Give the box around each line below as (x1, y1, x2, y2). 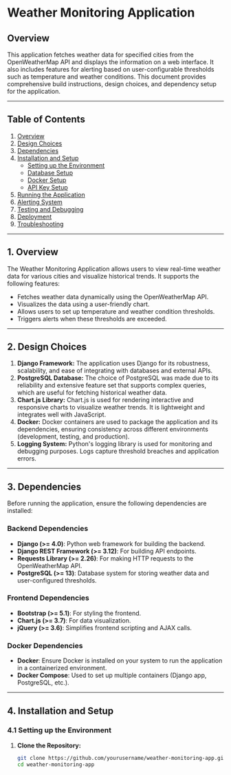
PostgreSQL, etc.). (16, 678, 70, 687)
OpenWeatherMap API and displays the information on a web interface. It (7, 58, 214, 66)
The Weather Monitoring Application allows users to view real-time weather (7, 264, 221, 273)
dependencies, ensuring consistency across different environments (16, 425, 208, 434)
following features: (7, 279, 60, 288)
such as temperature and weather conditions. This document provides (7, 72, 206, 81)
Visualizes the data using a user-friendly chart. (16, 300, 150, 308)
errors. (16, 454, 36, 463)
